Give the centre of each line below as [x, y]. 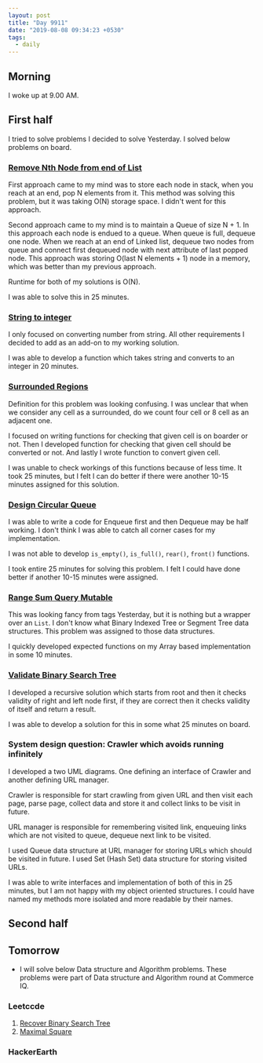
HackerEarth [33, 1052]
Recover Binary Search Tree [65, 1023]
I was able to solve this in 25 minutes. [69, 297]
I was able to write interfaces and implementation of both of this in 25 [121, 882]
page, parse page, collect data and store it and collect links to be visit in [124, 803]
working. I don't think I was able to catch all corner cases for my [112, 530]
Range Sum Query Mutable [60, 597]
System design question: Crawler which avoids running [116, 744]
